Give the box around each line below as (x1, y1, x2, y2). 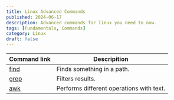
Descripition (93, 55, 129, 63)
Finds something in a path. (56, 65, 130, 73)
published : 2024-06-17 (6, 14, 62, 20)
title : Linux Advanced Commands (6, 8, 86, 15)
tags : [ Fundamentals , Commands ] (6, 25, 86, 31)
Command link (9, 55, 51, 63)
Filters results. (56, 75, 96, 83)
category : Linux (6, 31, 46, 37)
